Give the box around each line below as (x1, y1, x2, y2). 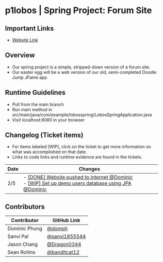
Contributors (5, 202, 45, 211)
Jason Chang (7, 241, 38, 248)
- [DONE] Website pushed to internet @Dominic (23, 174, 133, 181)
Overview (5, 51, 35, 59)
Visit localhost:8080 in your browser (12, 117, 85, 122)
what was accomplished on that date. (12, 149, 87, 155)
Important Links (5, 24, 54, 33)
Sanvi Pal (7, 233, 29, 240)
